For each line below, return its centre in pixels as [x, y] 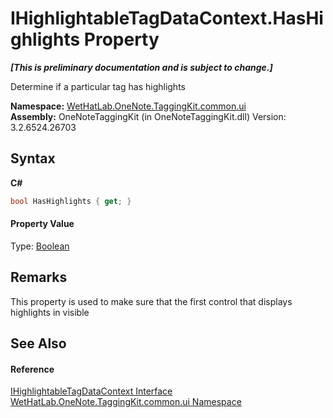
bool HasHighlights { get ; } [71, 201]
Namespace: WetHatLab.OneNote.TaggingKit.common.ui [128, 106]
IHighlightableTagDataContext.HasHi [167, 18]
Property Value [42, 224]
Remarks [39, 277]
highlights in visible [50, 312]
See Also [38, 343]
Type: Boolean [40, 246]
